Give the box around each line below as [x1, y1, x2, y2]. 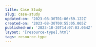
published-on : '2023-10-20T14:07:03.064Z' [5, 25, 93, 30]
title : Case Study [5, 7, 42, 12]
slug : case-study [5, 12, 40, 17]
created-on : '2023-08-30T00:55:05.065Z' [5, 21, 89, 26]
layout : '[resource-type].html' [5, 30, 71, 35]
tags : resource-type [5, 35, 47, 40]
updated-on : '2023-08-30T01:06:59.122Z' [5, 16, 89, 21]
